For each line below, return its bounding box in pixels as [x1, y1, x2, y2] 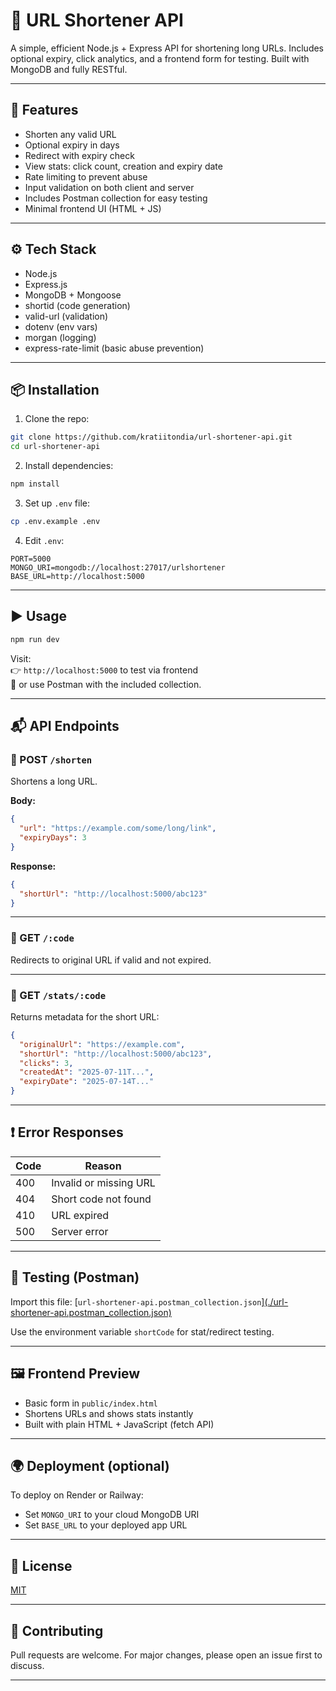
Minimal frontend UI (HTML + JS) [24, 202, 162, 214]
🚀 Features [10, 102, 79, 119]
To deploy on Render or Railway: [10, 1489, 144, 1501]
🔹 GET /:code [10, 931, 75, 945]
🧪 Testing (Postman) [10, 1269, 140, 1286]
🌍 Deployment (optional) [10, 1457, 170, 1474]
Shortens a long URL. [10, 775, 98, 788]
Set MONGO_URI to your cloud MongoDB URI [24, 1509, 200, 1521]
